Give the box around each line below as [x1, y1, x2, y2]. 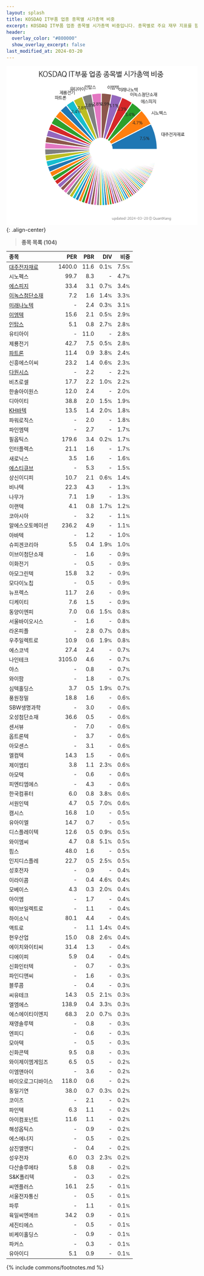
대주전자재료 [8, 263, 39, 270]
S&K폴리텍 [8, 1173, 35, 1181]
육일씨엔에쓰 [8, 1212, 39, 1219]
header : [6, 29, 26, 35]
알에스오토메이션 [8, 522, 49, 529]
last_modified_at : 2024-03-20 [6, 49, 83, 55]
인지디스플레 [8, 857, 39, 864]
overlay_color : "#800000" [12, 35, 78, 42]
